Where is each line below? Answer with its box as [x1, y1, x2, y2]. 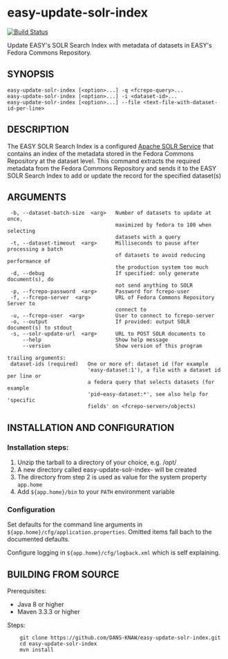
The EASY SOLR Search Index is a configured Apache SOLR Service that [7, 142, 214, 150]
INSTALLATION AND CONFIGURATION [7, 421, 175, 433]
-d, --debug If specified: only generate [10, 270, 199, 277]
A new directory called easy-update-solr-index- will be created [17, 466, 197, 474]
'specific [7, 397, 36, 404]
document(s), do [7, 276, 54, 283]
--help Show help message [22, 336, 169, 343]
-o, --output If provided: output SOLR [10, 318, 190, 325]
